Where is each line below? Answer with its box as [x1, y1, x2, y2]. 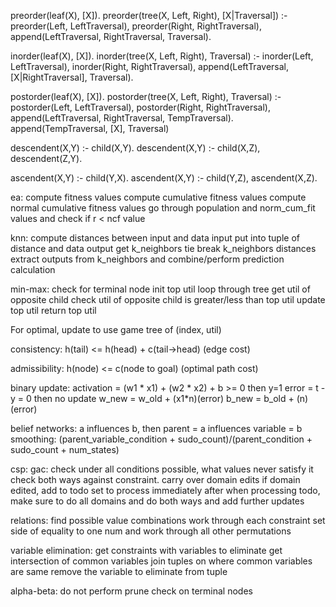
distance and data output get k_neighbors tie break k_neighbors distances [10, 243, 317, 254]
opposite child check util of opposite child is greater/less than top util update [10, 294, 326, 305]
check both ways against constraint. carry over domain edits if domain [10, 474, 301, 485]
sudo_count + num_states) [10, 444, 120, 455]
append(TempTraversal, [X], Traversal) [10, 123, 170, 134]
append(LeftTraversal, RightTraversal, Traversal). [10, 31, 212, 42]
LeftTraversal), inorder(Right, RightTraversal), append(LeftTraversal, [10, 61, 289, 72]
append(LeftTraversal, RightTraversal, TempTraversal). [10, 112, 234, 124]
